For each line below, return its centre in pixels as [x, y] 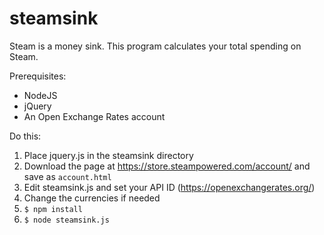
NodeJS [40, 95]
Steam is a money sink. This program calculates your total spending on [155, 46]
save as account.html [67, 176]
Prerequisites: [38, 76]
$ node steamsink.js [66, 220]
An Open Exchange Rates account [94, 116]
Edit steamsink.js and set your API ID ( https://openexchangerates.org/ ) [169, 187]
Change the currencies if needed [92, 198]
